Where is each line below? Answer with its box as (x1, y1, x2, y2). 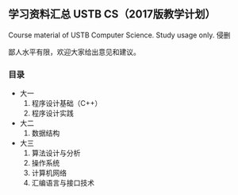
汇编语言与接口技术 (31, 178, 95, 188)
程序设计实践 (31, 108, 74, 118)
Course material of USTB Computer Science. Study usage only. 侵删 (8, 30, 231, 40)
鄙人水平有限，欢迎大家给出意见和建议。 (8, 47, 140, 57)
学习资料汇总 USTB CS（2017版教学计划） (8, 7, 216, 21)
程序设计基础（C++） (31, 99, 102, 108)
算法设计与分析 (31, 148, 81, 158)
